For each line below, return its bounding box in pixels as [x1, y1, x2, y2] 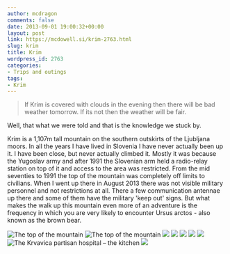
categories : [7, 62, 42, 69]
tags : [7, 74, 23, 82]
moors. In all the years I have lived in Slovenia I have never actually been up [7, 142, 224, 150]
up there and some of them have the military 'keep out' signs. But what [7, 194, 211, 203]
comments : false [7, 17, 54, 24]
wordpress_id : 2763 [7, 56, 64, 63]
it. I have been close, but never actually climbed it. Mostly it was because [7, 150, 217, 158]
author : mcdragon [7, 10, 58, 17]
